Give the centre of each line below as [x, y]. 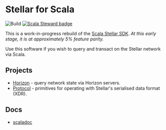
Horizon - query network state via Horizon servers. [66, 82]
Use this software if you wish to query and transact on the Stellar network [83, 49]
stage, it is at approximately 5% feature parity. [55, 39]
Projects [19, 70]
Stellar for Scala [40, 9]
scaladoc [22, 122]
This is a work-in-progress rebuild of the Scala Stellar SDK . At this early [81, 33]
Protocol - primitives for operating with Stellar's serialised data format [86, 88]
